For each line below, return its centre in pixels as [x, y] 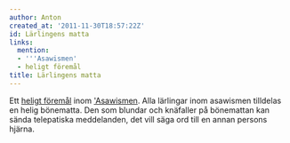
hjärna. [22, 129]
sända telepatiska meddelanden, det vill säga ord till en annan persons [138, 119]
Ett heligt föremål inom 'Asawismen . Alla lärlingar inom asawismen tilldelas [145, 100]
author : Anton [36, 17]
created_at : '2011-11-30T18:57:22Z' [77, 26]
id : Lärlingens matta [49, 34]
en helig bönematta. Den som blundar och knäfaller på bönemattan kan [139, 110]
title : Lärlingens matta [55, 75]
